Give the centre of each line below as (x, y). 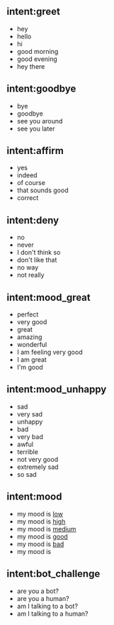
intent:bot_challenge (53, 574)
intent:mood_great (49, 297)
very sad (30, 414)
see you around (40, 121)
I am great (32, 360)
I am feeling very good (50, 352)
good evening (37, 59)
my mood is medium (46, 529)
